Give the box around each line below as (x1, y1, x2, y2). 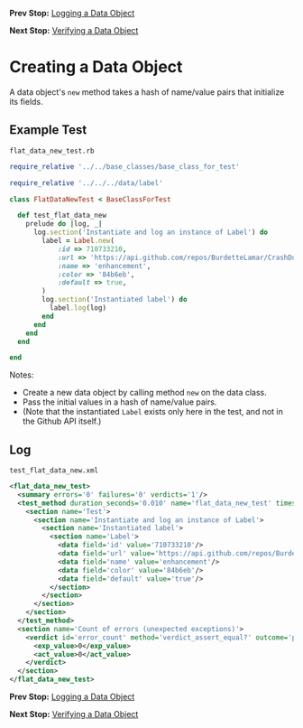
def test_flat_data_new (17, 211, 106, 220)
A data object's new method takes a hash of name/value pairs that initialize (9, 86, 285, 98)
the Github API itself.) (22, 415, 102, 427)
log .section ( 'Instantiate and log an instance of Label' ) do (32, 228, 269, 238)
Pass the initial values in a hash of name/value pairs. (22, 397, 217, 407)
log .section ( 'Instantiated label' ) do (41, 295, 188, 304)
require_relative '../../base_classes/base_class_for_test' (9, 162, 241, 171)
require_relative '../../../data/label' (9, 178, 164, 188)
